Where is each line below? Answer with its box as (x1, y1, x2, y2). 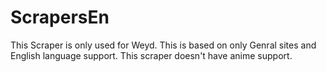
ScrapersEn (10, 6, 110, 29)
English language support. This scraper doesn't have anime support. (10, 49, 293, 61)
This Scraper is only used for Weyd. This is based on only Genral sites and (10, 39, 317, 51)
